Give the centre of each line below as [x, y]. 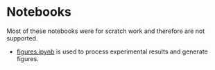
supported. [22, 38]
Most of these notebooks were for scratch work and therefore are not [106, 31]
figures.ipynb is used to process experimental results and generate [112, 51]
